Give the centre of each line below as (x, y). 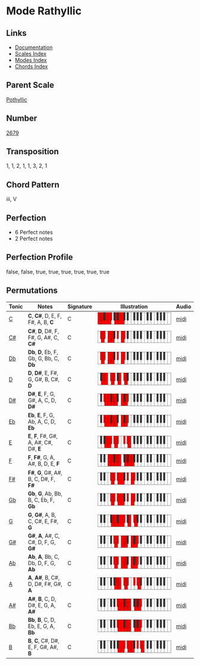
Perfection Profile (40, 257)
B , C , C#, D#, (43, 641)
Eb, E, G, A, (41, 626)
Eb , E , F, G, (41, 415)
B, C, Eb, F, (41, 500)
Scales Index (30, 54)
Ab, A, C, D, (42, 421)
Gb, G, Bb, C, (43, 358)
